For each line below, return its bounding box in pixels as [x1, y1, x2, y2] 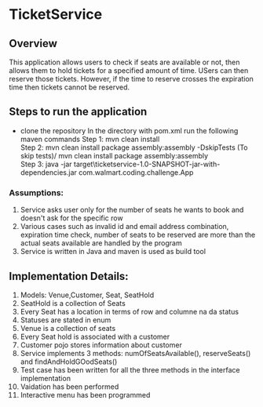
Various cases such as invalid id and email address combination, [20, 222, 229, 231]
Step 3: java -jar [20, 159, 73, 169]
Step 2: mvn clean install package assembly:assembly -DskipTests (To [20, 143, 248, 152]
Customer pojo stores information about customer [20, 340, 183, 350]
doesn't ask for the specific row [20, 213, 124, 223]
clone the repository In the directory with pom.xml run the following [20, 125, 239, 135]
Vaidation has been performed [20, 382, 119, 391]
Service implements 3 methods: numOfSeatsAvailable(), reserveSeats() [20, 348, 251, 358]
